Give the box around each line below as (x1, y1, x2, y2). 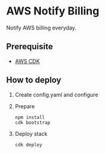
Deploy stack (14, 130, 48, 137)
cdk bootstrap (14, 119, 50, 126)
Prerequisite (6, 42, 53, 52)
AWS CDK (14, 57, 40, 64)
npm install (14, 114, 45, 120)
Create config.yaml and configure (14, 91, 98, 98)
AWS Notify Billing (6, 4, 100, 18)
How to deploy (6, 75, 62, 85)
